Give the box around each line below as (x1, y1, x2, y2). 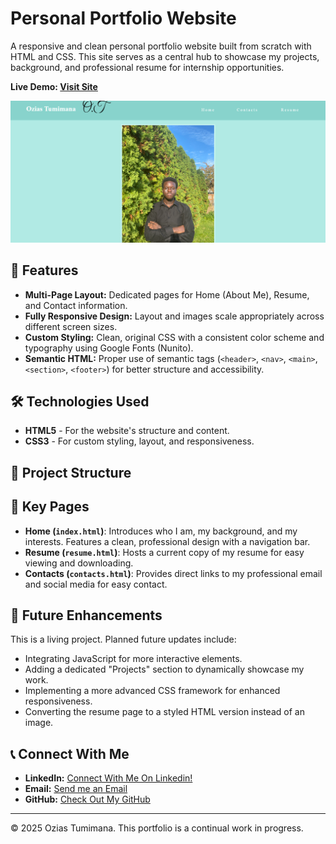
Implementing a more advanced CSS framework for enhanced (24, 685, 281, 697)
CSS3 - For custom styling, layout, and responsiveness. (24, 435, 255, 447)
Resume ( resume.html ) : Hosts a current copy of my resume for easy (24, 546, 305, 558)
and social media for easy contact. (24, 578, 168, 590)
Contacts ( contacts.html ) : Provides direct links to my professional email (24, 567, 323, 579)
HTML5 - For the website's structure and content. (24, 425, 230, 437)
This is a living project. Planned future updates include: (10, 633, 237, 646)
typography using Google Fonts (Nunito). (24, 342, 194, 354)
